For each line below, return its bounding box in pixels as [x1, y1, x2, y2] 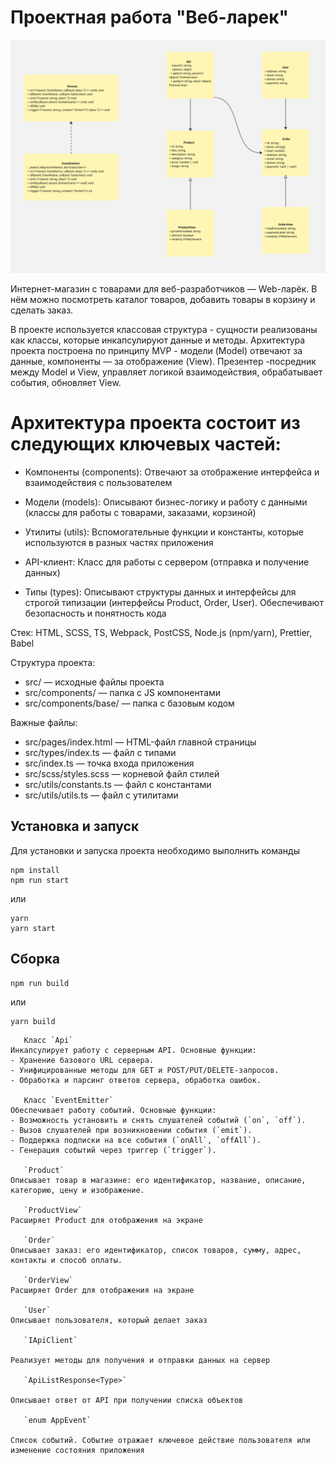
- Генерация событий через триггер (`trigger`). [10, 1145, 217, 1155]
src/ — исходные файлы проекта [24, 676, 165, 688]
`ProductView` [23, 1205, 83, 1215]
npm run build [10, 978, 70, 988]
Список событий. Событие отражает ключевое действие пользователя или [10, 1435, 311, 1445]
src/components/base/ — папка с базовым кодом [24, 697, 235, 709]
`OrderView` [23, 1275, 74, 1285]
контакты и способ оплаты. [10, 1255, 123, 1265]
